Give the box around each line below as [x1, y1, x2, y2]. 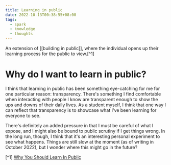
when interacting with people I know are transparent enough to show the [5, 96, 158, 102]
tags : [5, 17, 17, 22]
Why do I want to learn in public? [5, 68, 146, 80]
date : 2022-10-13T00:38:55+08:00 [5, 12, 77, 17]
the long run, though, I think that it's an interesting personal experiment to [5, 133, 160, 139]
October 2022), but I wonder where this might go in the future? [5, 144, 138, 150]
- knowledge [10, 27, 36, 32]
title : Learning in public [5, 7, 63, 13]
